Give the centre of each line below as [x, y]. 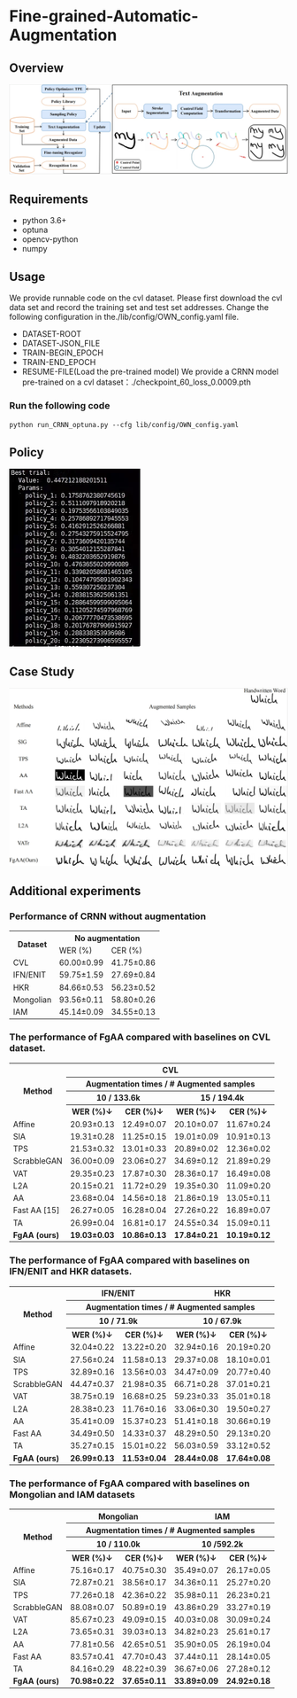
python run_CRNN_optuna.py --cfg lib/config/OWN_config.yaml [124, 425]
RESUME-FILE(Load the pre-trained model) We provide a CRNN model [150, 372]
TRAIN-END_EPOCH [59, 362]
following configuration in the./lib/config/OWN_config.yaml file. [124, 317]
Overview [37, 68]
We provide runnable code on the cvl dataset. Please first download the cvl [146, 298]
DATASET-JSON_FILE [61, 344]
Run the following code [60, 405]
